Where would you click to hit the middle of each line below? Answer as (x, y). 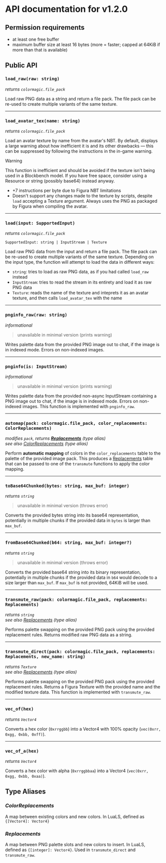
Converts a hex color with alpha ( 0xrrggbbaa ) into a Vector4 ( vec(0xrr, (77, 771)
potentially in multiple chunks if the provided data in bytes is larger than (78, 520)
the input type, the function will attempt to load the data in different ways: (80, 262)
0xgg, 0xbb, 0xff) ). (25, 734)
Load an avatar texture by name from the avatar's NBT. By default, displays (82, 140)
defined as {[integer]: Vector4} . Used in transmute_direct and (70, 850)
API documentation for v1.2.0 (66, 9)
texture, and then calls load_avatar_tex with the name (67, 298)
